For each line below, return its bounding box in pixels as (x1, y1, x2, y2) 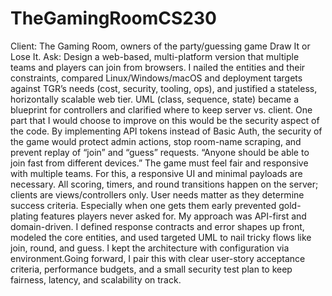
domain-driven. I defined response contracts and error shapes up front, (10, 220, 305, 232)
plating (10, 210, 39, 222)
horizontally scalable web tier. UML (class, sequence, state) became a (10, 93, 300, 105)
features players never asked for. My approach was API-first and (40, 210, 307, 222)
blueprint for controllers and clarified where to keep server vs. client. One (10, 103, 313, 116)
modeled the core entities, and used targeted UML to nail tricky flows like (10, 231, 312, 243)
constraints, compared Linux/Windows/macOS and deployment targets (10, 72, 303, 84)
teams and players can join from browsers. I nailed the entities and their (10, 61, 306, 73)
